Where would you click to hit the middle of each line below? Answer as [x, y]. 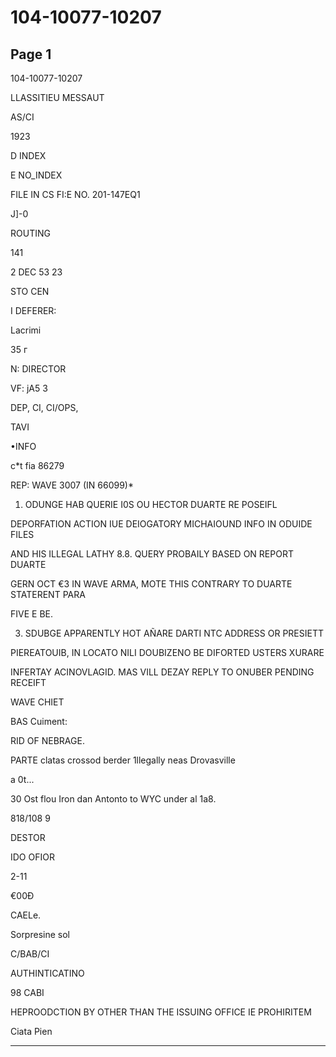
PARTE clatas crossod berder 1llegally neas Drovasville [123, 760]
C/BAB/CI [30, 954]
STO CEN [30, 291]
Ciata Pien [31, 1031]
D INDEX [28, 155]
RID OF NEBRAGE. [47, 740]
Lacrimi [26, 330]
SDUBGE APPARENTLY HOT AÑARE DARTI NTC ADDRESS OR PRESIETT [174, 633]
